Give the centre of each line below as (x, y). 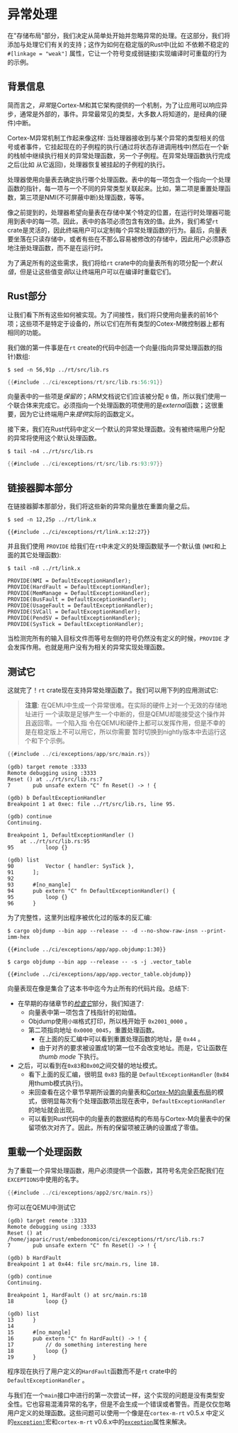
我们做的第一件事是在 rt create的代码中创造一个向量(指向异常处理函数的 (112, 347)
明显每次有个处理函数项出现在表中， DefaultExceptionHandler (136, 1100)
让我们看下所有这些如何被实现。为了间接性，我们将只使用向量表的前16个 (113, 314)
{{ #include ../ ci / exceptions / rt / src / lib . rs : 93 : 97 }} (85, 464)
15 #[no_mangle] (39, 1332)
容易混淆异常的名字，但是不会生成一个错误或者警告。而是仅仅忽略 (134, 1404)
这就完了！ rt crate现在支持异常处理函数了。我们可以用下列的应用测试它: (113, 690)
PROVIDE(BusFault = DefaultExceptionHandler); (77, 600)
